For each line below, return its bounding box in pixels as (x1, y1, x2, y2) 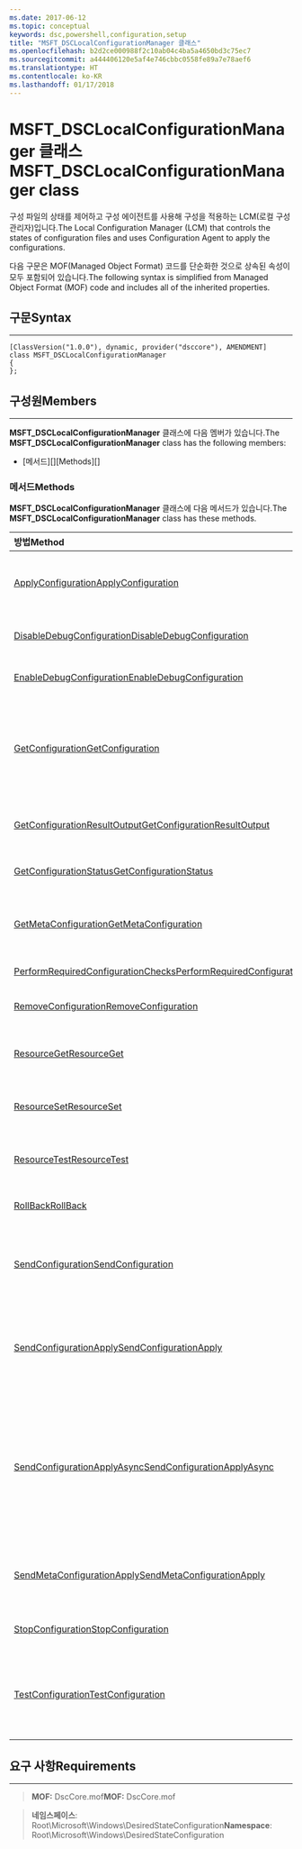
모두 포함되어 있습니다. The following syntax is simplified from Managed (9, 271, 269, 282)
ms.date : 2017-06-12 (9, 13, 87, 23)
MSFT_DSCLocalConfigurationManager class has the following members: (9, 438, 287, 449)
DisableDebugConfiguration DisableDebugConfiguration (13, 630, 249, 642)
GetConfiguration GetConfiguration (13, 742, 160, 755)
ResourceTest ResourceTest (13, 1153, 129, 1166)
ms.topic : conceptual (9, 22, 91, 31)
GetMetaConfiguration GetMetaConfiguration (13, 918, 203, 931)
